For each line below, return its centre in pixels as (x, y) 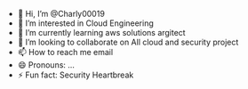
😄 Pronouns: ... (46, 65)
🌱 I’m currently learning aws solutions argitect (101, 32)
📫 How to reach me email (65, 52)
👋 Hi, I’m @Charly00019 (61, 14)
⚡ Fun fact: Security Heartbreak (76, 75)
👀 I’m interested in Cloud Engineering (85, 23)
